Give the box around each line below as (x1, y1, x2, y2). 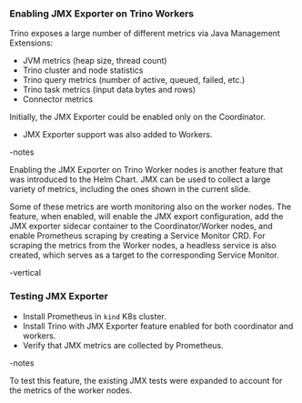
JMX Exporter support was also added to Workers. (22, 129, 213, 140)
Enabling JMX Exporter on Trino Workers (9, 7, 194, 20)
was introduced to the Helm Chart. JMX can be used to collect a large (9, 174, 271, 185)
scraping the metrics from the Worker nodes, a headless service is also (9, 240, 277, 251)
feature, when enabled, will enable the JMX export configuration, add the (9, 211, 284, 222)
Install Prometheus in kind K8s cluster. (22, 310, 166, 321)
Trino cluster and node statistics (22, 65, 144, 76)
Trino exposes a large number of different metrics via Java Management (9, 28, 280, 39)
